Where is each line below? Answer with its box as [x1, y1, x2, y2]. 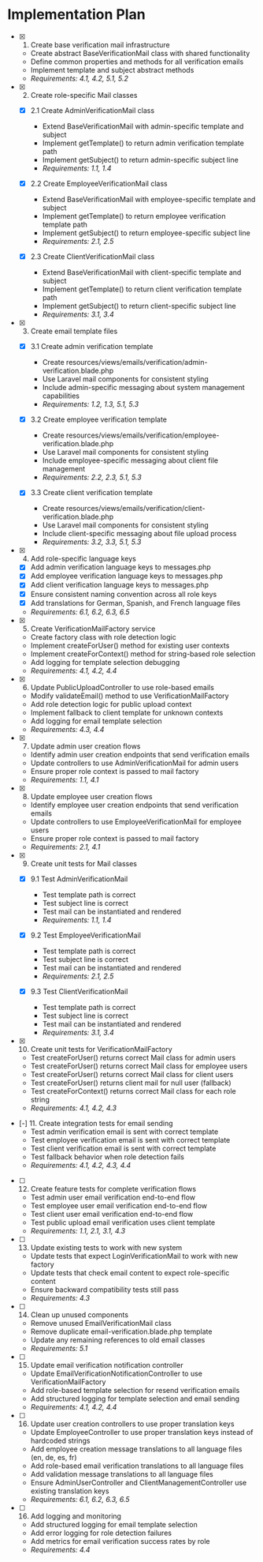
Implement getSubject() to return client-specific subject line [42, 302, 237, 311]
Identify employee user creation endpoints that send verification [30, 800, 239, 809]
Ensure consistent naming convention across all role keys [30, 589, 217, 599]
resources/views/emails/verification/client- [65, 504, 206, 513]
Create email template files [30, 326, 118, 336]
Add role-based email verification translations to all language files [30, 1461, 244, 1470]
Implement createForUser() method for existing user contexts [30, 640, 230, 650]
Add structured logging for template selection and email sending [30, 1394, 240, 1403]
